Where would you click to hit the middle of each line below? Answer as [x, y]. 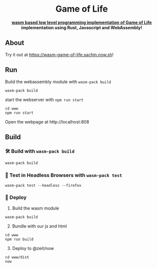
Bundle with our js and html [39, 226]
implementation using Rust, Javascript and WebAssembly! [82, 27]
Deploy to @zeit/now [33, 248]
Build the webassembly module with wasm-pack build [58, 82]
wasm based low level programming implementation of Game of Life [82, 22]
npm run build [19, 239]
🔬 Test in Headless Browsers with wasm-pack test [64, 175]
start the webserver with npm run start [44, 99]
